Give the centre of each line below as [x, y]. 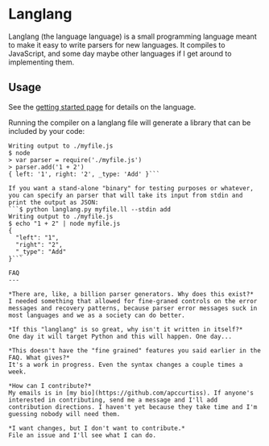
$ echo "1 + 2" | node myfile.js [64, 223]
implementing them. [41, 62]
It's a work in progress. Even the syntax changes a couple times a [126, 365]
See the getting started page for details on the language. [102, 106]
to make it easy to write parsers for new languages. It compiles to [117, 44]
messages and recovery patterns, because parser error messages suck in [133, 308]
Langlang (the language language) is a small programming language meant [132, 36]
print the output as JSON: [54, 202]
